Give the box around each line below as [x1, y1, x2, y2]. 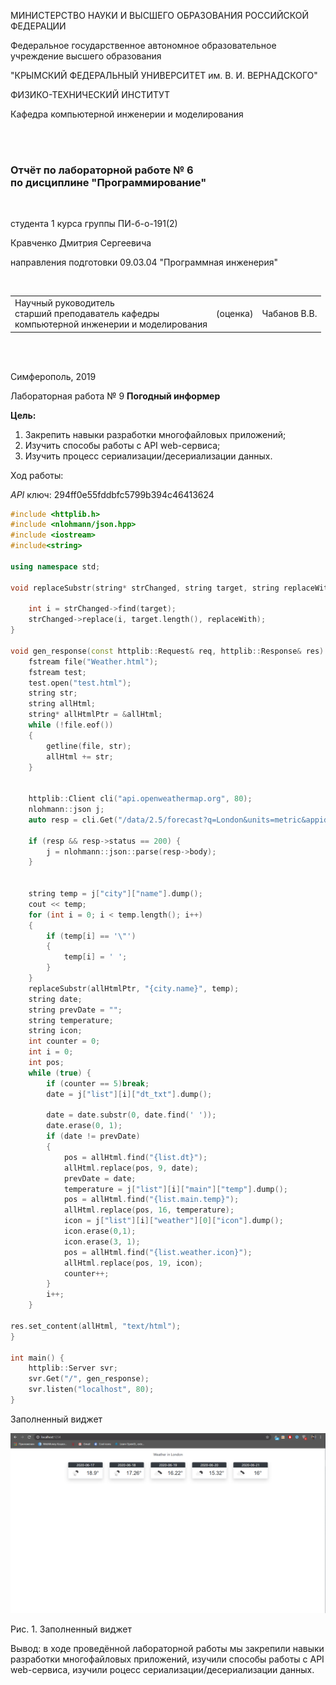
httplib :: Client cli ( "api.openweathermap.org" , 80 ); [28, 794, 253, 804]
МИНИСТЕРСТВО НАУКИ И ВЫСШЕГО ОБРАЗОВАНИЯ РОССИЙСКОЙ [10, 10, 310, 21]
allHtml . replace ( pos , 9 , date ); [63, 1163, 199, 1173]
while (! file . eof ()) [28, 720, 114, 730]
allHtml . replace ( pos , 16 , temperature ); [63, 1205, 235, 1215]
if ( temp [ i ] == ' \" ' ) [46, 931, 137, 941]
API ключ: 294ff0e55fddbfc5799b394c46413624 [10, 488, 215, 500]
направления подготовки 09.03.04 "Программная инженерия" [10, 256, 278, 269]
